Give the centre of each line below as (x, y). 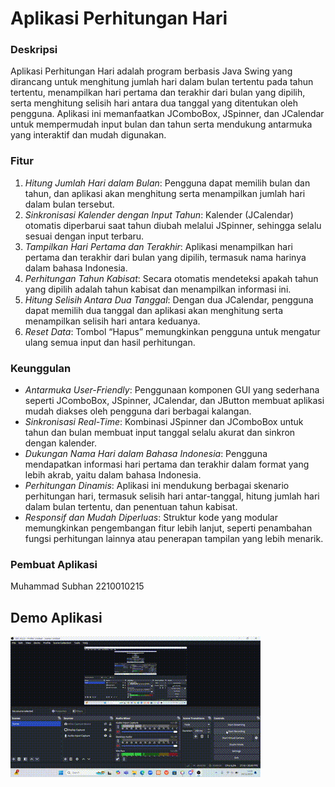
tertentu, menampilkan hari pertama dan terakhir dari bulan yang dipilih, (158, 93)
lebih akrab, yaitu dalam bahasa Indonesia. (113, 475)
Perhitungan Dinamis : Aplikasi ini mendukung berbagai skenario (157, 486)
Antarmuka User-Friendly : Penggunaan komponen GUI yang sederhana (172, 390)
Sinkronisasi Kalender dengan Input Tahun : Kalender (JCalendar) (159, 214)
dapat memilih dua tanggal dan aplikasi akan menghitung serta (154, 310)
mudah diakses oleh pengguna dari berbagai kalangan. (138, 411)
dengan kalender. (60, 443)
